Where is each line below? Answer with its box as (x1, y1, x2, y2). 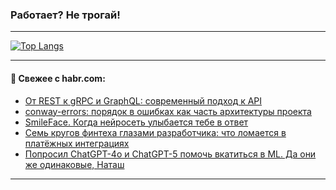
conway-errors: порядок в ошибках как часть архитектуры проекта (24, 105, 312, 117)
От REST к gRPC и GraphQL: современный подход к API (24, 94, 263, 107)
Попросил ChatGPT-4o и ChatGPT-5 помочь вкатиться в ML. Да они (24, 148, 317, 160)
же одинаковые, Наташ (24, 158, 125, 170)
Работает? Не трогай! (10, 8, 121, 22)
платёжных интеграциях (24, 137, 130, 149)
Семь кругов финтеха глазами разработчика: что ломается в (24, 126, 287, 138)
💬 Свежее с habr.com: (10, 72, 106, 84)
